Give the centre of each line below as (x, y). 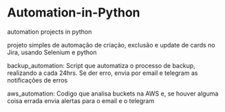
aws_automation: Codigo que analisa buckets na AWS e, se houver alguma (113, 93)
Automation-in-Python (74, 13)
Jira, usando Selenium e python (52, 52)
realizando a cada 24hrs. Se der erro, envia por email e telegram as (103, 73)
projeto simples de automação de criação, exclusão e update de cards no (111, 45)
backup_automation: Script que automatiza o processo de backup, (101, 65)
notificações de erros (37, 80)
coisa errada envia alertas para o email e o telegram (81, 100)
